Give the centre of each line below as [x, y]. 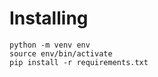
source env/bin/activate [61, 53]
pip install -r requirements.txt [79, 62]
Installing [49, 18]
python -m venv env [50, 45]
